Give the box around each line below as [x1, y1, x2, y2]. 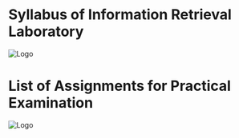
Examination [8, 94, 94, 112]
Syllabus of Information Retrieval [8, 6, 233, 24]
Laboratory [8, 22, 84, 41]
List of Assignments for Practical [8, 77, 231, 95]
